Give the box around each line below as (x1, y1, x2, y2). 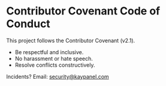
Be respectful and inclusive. (14, 48, 84, 55)
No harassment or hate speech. (14, 55, 93, 62)
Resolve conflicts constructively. (14, 61, 95, 69)
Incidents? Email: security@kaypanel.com (6, 73, 109, 80)
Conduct (6, 17, 51, 31)
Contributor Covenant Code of (6, 4, 161, 18)
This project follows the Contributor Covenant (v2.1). (6, 37, 135, 44)
